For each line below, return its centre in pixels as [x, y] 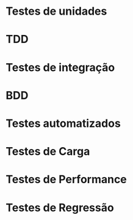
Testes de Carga [48, 152]
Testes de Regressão [60, 207]
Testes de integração [60, 67]
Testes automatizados [63, 123]
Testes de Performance [66, 180]
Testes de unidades [56, 11]
